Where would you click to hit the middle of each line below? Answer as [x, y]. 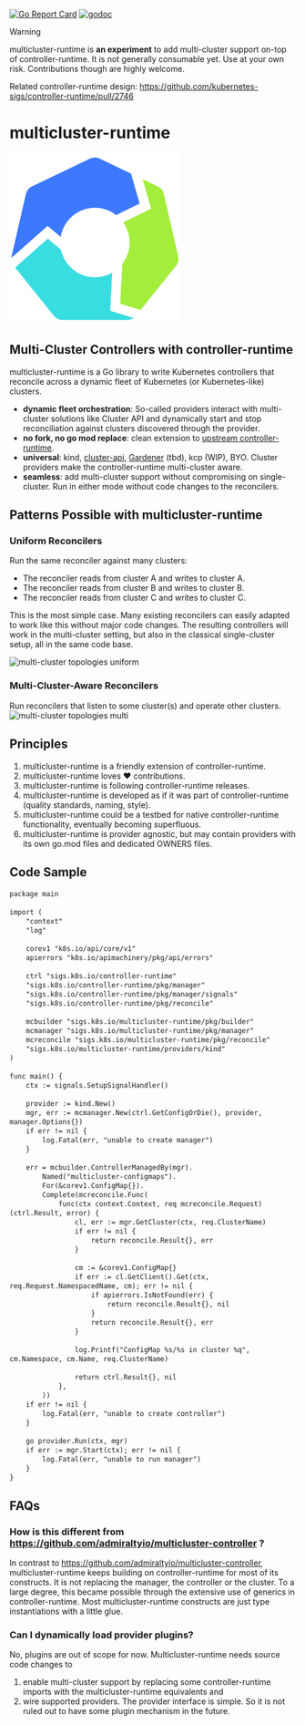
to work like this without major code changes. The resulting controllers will [149, 625]
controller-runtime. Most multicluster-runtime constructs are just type [140, 1602]
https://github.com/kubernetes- [199, 86]
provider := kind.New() [71, 1104]
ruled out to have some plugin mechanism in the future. [126, 1711]
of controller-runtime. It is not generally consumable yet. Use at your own [147, 59]
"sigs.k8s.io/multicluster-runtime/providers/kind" [126, 1049]
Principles [39, 744]
